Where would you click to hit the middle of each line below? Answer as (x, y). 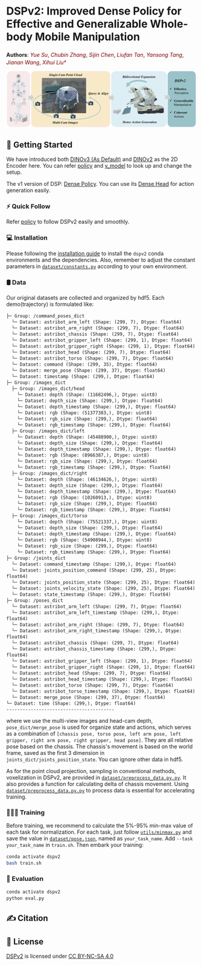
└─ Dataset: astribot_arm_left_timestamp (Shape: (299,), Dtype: (96, 613)
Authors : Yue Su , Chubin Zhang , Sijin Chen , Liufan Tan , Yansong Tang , (95, 54)
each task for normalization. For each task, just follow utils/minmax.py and (99, 832)
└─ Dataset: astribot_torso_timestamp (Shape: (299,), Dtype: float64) (104, 691)
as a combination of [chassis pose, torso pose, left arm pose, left (94, 734)
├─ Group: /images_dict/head (48, 389)
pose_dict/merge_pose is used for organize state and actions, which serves (99, 727)
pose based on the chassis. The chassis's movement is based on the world (99, 746)
